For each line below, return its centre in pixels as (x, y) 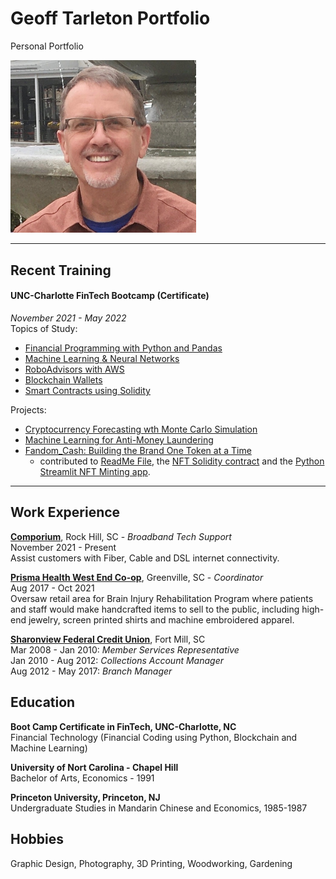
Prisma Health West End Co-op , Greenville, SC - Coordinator (137, 577)
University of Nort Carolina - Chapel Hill (94, 767)
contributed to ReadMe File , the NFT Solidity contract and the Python (182, 461)
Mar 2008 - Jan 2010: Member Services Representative (125, 649)
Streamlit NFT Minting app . (95, 472)
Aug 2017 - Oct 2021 (52, 588)
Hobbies (37, 839)
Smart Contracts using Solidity (87, 391)
